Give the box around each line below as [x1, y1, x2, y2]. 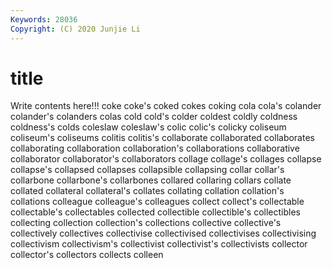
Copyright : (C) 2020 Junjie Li [10, 24, 141, 34]
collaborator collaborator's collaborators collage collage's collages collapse [10, 153, 322, 165]
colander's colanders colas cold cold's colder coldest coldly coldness [10, 111, 298, 123]
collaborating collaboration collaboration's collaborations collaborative [10, 142, 300, 155]
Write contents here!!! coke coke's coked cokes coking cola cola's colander [10, 100, 322, 112]
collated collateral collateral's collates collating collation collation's [10, 185, 285, 197]
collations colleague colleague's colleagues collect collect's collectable [10, 196, 305, 208]
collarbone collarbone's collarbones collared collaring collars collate [10, 174, 292, 186]
